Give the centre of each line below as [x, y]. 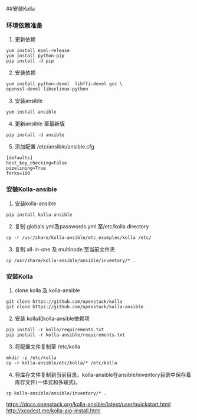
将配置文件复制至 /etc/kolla [47, 346]
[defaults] [19, 158]
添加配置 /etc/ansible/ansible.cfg [54, 147]
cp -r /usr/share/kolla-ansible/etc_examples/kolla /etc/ [79, 238]
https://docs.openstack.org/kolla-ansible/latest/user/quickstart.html [88, 404]
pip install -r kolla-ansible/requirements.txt [66, 335]
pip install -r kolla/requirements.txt [55, 329]
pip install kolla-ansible [39, 215]
